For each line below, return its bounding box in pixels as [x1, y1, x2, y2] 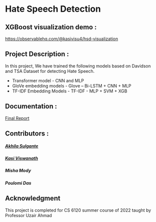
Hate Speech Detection [5, 3, 101, 15]
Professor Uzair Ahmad [5, 212, 52, 218]
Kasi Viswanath [5, 155, 38, 161]
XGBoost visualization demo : [5, 23, 97, 31]
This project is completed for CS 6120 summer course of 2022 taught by [5, 207, 152, 213]
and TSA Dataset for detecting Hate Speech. [5, 68, 95, 74]
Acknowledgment [5, 194, 61, 202]
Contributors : [5, 130, 49, 138]
